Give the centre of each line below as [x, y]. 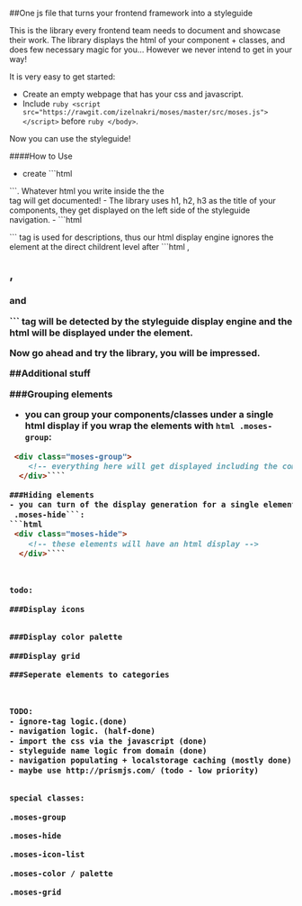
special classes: [47, 798]
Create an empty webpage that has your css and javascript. [133, 94]
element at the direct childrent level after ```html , [100, 247]
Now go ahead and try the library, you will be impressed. [135, 353]
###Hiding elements [52, 494]
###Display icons [47, 609]
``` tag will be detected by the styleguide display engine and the [151, 321]
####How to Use [41, 156]
